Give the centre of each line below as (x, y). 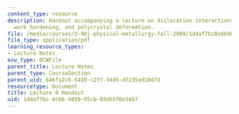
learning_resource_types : (46, 47)
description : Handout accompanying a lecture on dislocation (100, 21)
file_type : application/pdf (49, 40)
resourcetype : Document (43, 86)
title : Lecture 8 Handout (46, 93)
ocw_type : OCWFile (34, 60)
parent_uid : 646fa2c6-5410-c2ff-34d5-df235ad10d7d (84, 80)
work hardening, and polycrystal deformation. (84, 27)
